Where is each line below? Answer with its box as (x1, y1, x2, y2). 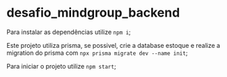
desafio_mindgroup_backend (6, 5, 180, 21)
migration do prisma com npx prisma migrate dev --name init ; (6, 49, 188, 57)
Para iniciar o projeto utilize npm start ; (6, 62, 116, 70)
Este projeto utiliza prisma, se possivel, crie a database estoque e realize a (6, 41, 221, 49)
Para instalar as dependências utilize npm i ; (6, 28, 132, 36)
